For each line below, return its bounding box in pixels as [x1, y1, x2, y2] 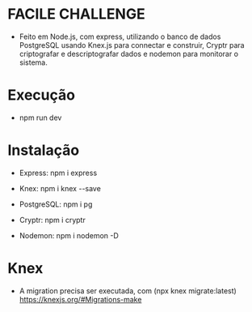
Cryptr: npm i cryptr [19, 215, 86, 224]
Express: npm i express [19, 168, 98, 177]
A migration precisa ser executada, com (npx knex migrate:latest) [19, 285, 237, 296]
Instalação [7, 141, 80, 160]
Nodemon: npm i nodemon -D [19, 230, 119, 240]
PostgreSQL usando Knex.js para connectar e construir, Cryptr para [19, 40, 245, 49]
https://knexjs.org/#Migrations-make [19, 294, 142, 304]
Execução [7, 86, 76, 105]
